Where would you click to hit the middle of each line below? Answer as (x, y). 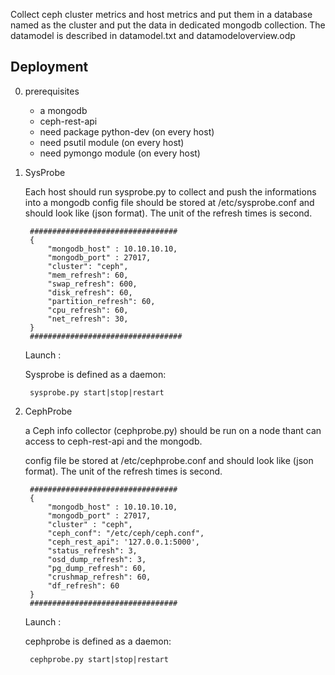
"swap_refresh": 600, (92, 284)
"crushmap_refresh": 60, (99, 577)
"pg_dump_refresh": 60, (97, 568)
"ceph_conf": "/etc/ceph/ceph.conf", (126, 533)
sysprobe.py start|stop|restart (97, 392)
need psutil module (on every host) (112, 142)
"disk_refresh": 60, (90, 292)
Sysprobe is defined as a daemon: (95, 374)
